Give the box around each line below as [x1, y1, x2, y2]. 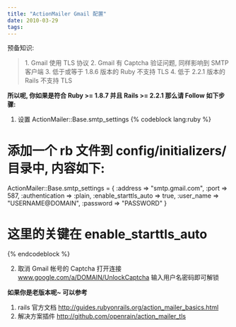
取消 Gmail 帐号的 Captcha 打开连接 [17, 264, 122, 273]
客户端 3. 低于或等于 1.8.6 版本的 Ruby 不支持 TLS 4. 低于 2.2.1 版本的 [24, 68, 226, 76]
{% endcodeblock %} [7, 250, 71, 258]
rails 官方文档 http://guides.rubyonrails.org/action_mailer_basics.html [17, 303, 219, 311]
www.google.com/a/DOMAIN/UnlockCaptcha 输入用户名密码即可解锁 [17, 273, 220, 282]
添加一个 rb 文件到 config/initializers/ [7, 143, 227, 159]
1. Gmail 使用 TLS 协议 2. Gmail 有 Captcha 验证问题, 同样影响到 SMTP [24, 59, 229, 67]
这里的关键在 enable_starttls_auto [7, 226, 208, 242]
